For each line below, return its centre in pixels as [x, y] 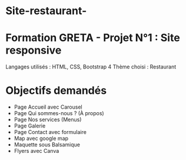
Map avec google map [41, 138]
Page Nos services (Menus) [48, 120]
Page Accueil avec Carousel [48, 107]
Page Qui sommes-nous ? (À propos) [59, 113]
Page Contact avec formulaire [50, 132]
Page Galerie [30, 126]
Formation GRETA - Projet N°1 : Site [93, 38]
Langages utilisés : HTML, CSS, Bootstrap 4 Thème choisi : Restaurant [91, 67]
